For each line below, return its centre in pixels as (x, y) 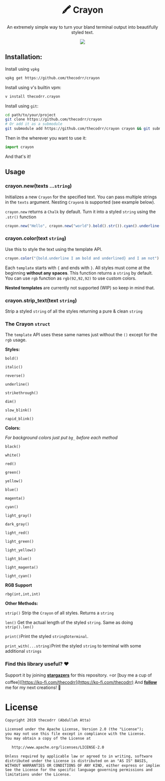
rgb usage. (16, 340)
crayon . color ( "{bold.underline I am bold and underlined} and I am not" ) (82, 258)
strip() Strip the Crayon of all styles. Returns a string (59, 613)
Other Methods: (22, 603)
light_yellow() (21, 550)
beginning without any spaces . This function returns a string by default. (79, 273)
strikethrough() (22, 393)
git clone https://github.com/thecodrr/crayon (54, 119)
